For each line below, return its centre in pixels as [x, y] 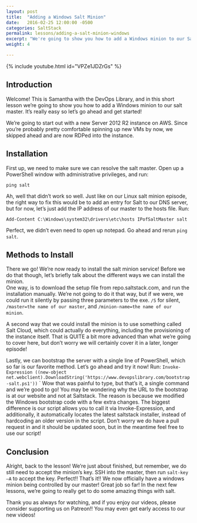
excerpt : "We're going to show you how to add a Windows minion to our [95, 39]
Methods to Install [40, 254]
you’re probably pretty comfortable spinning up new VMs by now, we [89, 129]
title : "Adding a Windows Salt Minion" [56, 17]
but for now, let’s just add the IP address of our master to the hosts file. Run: [98, 208]
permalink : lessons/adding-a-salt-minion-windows [68, 34]
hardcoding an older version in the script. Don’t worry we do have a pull [93, 421]
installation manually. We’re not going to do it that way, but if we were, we [95, 294]
